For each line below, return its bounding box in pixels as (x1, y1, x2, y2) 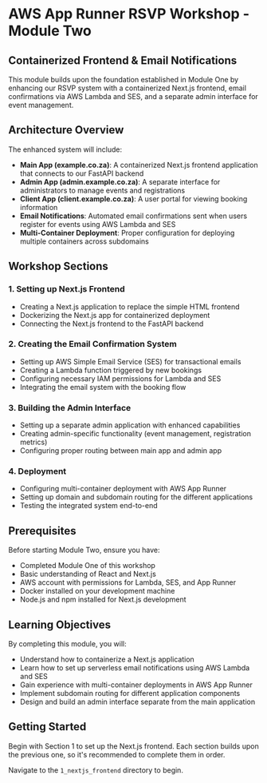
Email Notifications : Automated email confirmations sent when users (19, 211, 248, 221)
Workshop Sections (8, 260, 109, 273)
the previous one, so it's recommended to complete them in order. (8, 749, 226, 759)
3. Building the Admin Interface (8, 402, 132, 413)
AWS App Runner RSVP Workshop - (8, 5, 249, 23)
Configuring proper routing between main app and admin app (19, 446, 222, 455)
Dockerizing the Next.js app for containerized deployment (19, 310, 210, 320)
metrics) (19, 437, 48, 447)
